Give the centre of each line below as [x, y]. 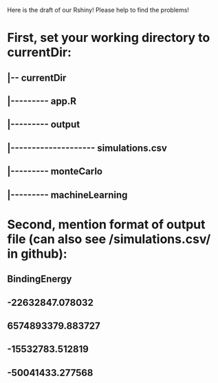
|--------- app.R [42, 101]
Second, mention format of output [106, 224]
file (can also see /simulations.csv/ [109, 239]
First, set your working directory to [109, 38]
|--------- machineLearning [67, 195]
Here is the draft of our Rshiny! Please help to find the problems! [98, 10]
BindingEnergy [40, 279]
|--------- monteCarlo [55, 172]
